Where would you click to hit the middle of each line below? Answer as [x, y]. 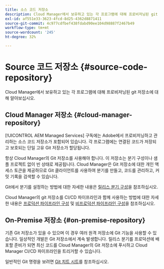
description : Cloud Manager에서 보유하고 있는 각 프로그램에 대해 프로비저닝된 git [82, 14]
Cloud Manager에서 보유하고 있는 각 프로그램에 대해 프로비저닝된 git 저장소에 [79, 92]
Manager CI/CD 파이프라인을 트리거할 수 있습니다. [53, 251]
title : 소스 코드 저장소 [27, 10]
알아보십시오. [23, 98]
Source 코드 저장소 [42, 67]
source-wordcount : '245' [30, 32]
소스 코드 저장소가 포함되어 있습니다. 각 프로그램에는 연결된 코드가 [81, 141]
